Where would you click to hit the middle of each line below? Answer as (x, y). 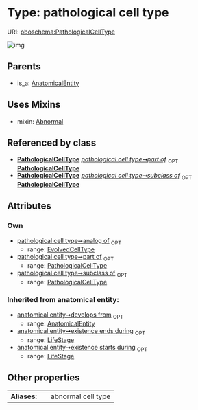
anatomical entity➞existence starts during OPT (82, 348)
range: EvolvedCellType (61, 249)
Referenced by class (52, 143)
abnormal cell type (81, 396)
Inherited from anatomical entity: (63, 299)
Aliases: (24, 396)
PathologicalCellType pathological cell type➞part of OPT (98, 160)
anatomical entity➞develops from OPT (70, 316)
